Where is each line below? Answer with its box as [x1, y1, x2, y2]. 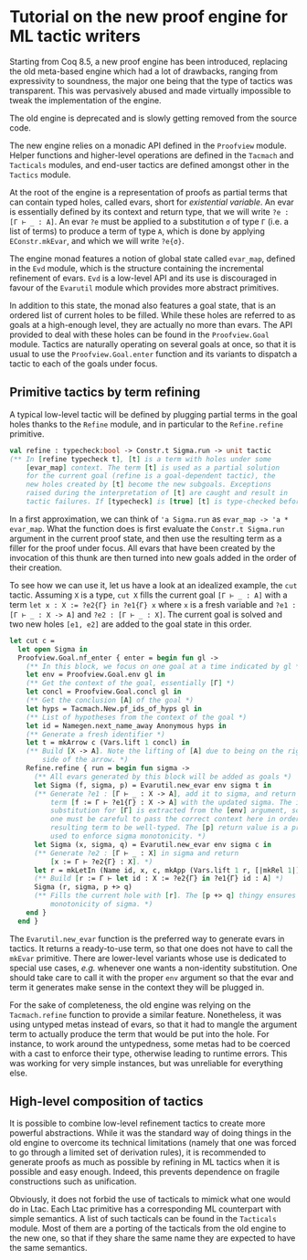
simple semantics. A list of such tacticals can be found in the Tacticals [9, 1213, 277, 1224]
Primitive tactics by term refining [9, 385, 201, 400]
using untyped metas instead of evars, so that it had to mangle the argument [9, 1019, 298, 1030]
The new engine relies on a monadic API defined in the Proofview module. [9, 140, 287, 151]
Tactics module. [9, 169, 71, 180]
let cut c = [9, 636, 55, 645]
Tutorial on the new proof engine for [9, 6, 288, 27]
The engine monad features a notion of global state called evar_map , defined [9, 253, 296, 264]
